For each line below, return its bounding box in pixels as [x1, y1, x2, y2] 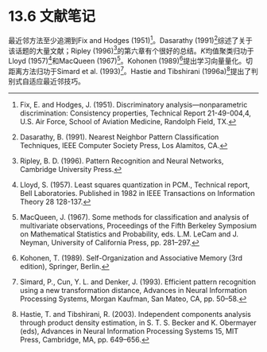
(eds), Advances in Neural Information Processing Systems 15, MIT [19, 326, 239, 335]
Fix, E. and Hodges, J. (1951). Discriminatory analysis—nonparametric [19, 100, 248, 109]
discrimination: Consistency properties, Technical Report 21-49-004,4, [19, 108, 252, 118]
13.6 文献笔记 [8, 7, 95, 25]
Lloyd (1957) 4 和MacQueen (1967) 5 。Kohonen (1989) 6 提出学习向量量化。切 [8, 55, 253, 65]
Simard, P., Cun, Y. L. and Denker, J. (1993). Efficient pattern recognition [19, 276, 257, 287]
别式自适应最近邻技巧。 [8, 76, 85, 86]
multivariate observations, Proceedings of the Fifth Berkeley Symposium [19, 221, 257, 230]
